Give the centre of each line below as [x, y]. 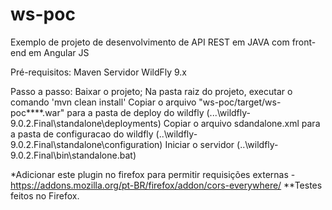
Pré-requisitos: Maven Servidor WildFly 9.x [99, 72]
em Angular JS [59, 52]
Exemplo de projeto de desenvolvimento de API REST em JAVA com [150, 42]
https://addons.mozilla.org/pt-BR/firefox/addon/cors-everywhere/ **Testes [166, 185]
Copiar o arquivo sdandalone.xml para [242, 123]
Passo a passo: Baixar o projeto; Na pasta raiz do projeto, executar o [151, 91]
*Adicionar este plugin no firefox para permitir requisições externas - [153, 174]
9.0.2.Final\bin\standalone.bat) [73, 155]
